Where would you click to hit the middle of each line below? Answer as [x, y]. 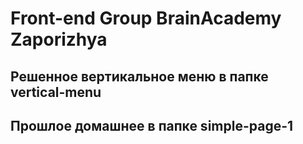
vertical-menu [56, 92]
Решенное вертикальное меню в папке [139, 76]
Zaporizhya [59, 39]
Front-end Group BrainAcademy [146, 18]
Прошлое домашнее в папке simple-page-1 [152, 125]
